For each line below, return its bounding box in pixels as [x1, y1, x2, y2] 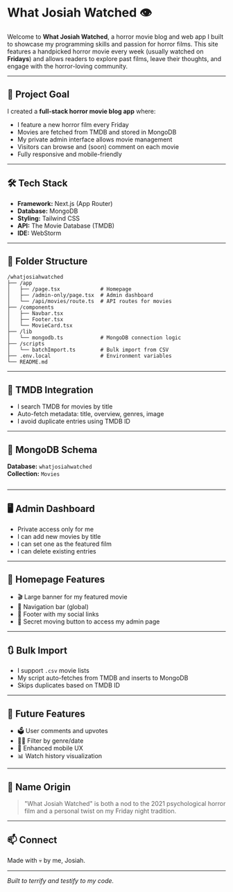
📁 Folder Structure [7, 255, 88, 267]
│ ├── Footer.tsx [7, 316, 64, 323]
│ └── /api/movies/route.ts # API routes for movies [7, 298, 172, 305]
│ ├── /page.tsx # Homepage [7, 286, 132, 293]
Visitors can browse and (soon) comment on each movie [17, 142, 179, 151]
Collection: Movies [7, 470, 60, 478]
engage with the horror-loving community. [7, 62, 128, 70]
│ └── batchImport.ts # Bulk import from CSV [7, 347, 169, 354]
